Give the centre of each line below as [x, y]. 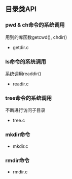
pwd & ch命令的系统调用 [35, 25]
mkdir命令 [18, 135]
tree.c [19, 120]
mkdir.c [20, 146]
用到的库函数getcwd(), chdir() [36, 37]
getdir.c [21, 47]
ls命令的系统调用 [26, 61]
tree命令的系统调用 [29, 98]
